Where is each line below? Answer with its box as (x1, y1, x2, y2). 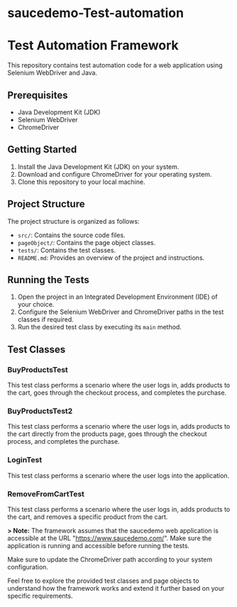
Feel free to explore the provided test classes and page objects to (7, 576, 199, 585)
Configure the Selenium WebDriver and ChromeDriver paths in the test (17, 307, 224, 317)
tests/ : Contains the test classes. (17, 246, 116, 254)
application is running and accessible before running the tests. (7, 541, 190, 549)
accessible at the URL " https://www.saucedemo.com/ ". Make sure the (7, 534, 212, 542)
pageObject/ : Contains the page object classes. (17, 238, 156, 246)
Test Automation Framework (7, 38, 179, 54)
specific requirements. (7, 591, 73, 600)
